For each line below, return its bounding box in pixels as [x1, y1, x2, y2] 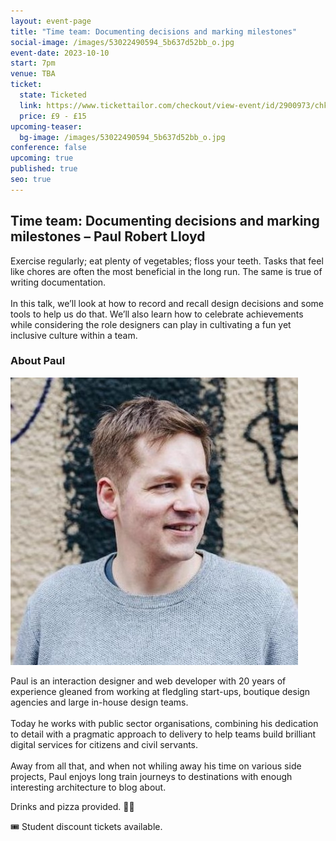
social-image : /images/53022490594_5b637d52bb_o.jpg [10, 37, 235, 47]
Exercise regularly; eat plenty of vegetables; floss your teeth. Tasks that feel [10, 255, 324, 267]
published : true [10, 164, 78, 174]
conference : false [10, 143, 87, 153]
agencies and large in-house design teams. [10, 696, 189, 708]
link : [19, 100, 43, 110]
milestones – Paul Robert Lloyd [10, 228, 206, 245]
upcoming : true [10, 153, 74, 164]
